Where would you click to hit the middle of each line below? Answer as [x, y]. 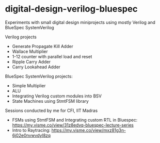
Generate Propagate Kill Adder [43, 46]
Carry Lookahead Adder [36, 67]
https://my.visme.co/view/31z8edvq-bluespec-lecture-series [73, 125]
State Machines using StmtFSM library [50, 101]
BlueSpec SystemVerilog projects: [39, 76]
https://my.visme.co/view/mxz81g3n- [89, 130]
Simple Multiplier [29, 85]
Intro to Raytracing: [31, 130]
